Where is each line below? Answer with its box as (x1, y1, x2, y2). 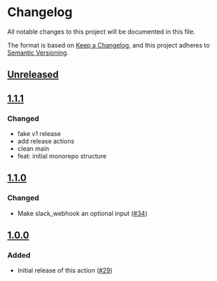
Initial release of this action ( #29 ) (17, 266, 113, 275)
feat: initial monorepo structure (17, 152, 107, 160)
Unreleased (7, 69, 59, 81)
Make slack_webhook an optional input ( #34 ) (17, 209, 148, 217)
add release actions (17, 137, 75, 146)
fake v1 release (17, 130, 61, 138)
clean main (17, 144, 50, 153)
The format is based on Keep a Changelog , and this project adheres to (7, 41, 210, 49)
